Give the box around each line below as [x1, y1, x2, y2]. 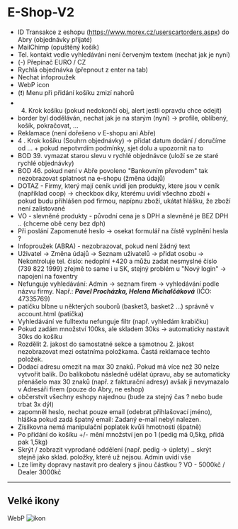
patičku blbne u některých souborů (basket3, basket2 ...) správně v [17, 302, 215, 311]
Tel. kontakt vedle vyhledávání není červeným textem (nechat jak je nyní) [17, 50, 230, 59]
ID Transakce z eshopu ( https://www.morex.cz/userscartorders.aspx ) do [17, 28, 229, 36]
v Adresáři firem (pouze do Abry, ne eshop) [17, 384, 144, 394]
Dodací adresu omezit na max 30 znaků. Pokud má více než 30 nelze [17, 362, 220, 371]
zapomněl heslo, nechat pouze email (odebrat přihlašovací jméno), [17, 407, 212, 416]
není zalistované [17, 204, 66, 213]
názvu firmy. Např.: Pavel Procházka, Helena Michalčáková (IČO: [17, 286, 212, 295]
